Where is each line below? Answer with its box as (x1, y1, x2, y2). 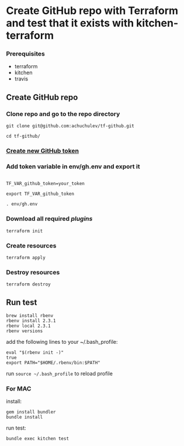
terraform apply (6, 255, 46, 260)
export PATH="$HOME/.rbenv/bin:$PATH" (6, 360, 100, 366)
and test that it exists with (6, 16, 134, 30)
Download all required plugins (6, 215, 93, 223)
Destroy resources (6, 268, 60, 276)
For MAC (6, 385, 32, 393)
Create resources (6, 241, 57, 249)
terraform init (6, 228, 43, 234)
